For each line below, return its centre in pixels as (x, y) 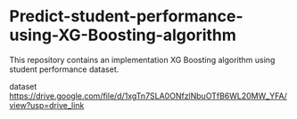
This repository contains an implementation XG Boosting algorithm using (142, 59)
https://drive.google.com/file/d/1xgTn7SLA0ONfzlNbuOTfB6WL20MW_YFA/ (148, 96)
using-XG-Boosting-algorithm (123, 35)
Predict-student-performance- (126, 16)
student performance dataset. (64, 69)
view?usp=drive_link (47, 105)
